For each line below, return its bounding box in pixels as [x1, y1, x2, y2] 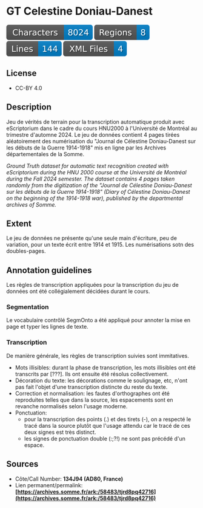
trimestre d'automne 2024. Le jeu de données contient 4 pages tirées [6, 131, 180, 138]
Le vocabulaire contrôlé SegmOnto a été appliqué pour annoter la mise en [6, 317, 191, 324]
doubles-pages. [6, 247, 46, 255]
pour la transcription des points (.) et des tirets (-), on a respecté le [24, 415, 191, 423]
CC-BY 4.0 [15, 84, 42, 92]
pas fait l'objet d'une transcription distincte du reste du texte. [15, 383, 168, 390]
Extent [6, 218, 32, 228]
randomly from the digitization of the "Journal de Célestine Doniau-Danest [6, 181, 192, 189]
